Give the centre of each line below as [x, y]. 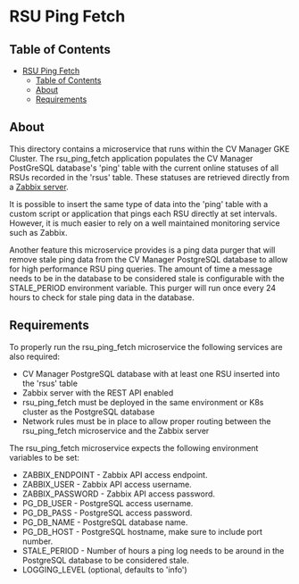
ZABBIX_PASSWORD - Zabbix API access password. [119, 494]
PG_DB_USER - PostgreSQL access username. [108, 503]
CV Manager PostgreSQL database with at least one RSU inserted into [151, 373]
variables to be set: [45, 457]
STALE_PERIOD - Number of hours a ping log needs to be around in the [153, 550]
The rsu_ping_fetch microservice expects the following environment [134, 447]
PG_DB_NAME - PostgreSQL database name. [105, 522]
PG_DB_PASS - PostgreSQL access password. [107, 513]
